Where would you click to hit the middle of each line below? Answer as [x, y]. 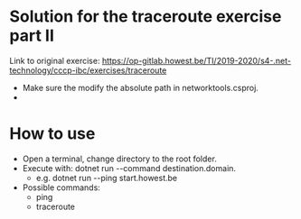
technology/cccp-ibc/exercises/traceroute [88, 70]
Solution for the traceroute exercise [146, 17]
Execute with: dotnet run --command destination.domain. [129, 168]
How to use [52, 134]
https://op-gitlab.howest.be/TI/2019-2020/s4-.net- [197, 60]
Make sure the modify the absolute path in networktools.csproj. [141, 87]
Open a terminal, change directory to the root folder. [119, 159]
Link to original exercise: [55, 60]
